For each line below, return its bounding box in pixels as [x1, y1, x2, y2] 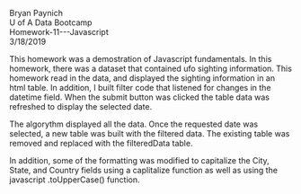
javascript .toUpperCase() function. [9, 174, 141, 185]
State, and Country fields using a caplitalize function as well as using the [9, 165, 279, 175]
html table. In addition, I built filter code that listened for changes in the [9, 83, 271, 93]
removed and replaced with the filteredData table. [9, 138, 193, 148]
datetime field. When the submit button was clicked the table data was [9, 92, 270, 102]
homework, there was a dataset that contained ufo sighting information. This [9, 63, 292, 74]
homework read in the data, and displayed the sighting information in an [9, 73, 276, 84]
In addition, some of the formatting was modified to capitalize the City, [9, 155, 270, 165]
